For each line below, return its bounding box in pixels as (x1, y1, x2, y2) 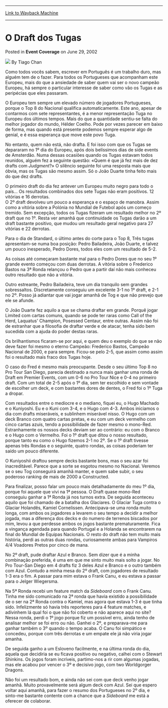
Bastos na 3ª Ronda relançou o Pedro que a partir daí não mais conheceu (5, 266, 156, 272)
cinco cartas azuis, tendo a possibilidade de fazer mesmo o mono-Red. (5, 421, 152, 427)
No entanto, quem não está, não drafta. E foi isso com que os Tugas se (5, 141, 151, 147)
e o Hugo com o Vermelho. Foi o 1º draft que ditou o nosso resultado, (5, 432, 148, 438)
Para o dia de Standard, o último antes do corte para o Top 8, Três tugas (5, 235, 154, 241)
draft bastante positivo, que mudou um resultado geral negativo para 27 (5, 220, 153, 226)
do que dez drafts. (5, 173, 43, 179)
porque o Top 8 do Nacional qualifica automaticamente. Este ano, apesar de (5, 105, 162, 111)
